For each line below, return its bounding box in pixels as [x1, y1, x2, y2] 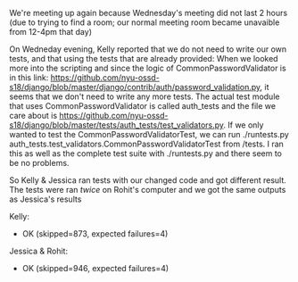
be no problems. [9, 158, 70, 168]
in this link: [9, 72, 49, 83]
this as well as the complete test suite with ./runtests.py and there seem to [9, 148, 283, 159]
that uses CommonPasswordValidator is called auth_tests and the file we [9, 101, 277, 111]
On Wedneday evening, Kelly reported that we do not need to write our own [9, 44, 287, 54]
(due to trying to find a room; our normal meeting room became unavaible [9, 17, 280, 28]
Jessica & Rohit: [9, 245, 69, 256]
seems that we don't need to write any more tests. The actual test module [9, 91, 280, 102]
